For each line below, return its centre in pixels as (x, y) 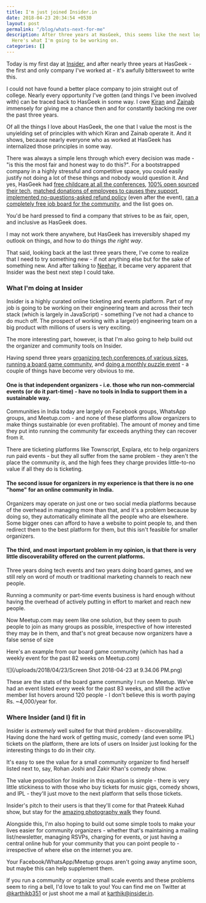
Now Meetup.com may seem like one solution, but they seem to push (93, 620)
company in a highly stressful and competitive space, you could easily (95, 171)
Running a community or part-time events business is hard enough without (101, 595)
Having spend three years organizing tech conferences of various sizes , (97, 358)
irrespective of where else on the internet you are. (70, 850)
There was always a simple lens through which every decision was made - (100, 158)
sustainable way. (29, 398)
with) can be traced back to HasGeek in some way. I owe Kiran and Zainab (101, 101)
